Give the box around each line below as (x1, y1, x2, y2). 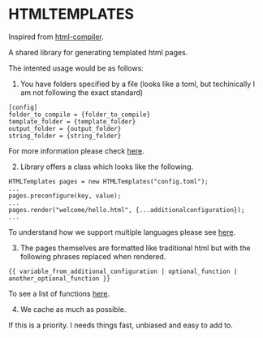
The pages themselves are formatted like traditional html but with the (19, 243, 251, 253)
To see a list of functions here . (8, 288, 110, 298)
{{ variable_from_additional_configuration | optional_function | (8, 267, 238, 275)
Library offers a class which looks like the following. (19, 162, 193, 171)
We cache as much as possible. (19, 304, 127, 314)
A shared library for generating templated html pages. (8, 47, 188, 57)
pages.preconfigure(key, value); (8, 192, 122, 200)
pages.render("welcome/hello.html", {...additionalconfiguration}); (8, 206, 245, 214)
